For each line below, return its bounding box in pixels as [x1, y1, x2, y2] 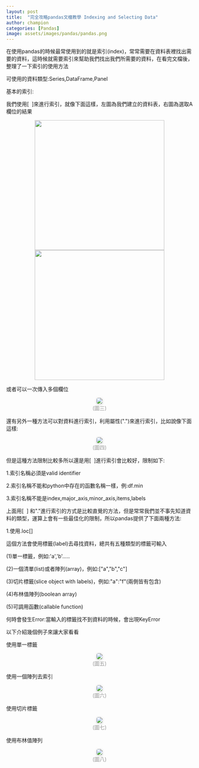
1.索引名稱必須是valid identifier [6, 470, 81, 477]
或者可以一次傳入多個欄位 [6, 385, 69, 393]
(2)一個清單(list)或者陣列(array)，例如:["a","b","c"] [6, 565, 127, 573]
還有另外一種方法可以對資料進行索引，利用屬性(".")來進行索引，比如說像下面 [6, 418, 192, 425]
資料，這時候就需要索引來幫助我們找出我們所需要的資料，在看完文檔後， [16, 55, 193, 62]
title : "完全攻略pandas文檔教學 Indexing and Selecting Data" [6, 14, 159, 20]
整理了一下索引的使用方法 [6, 63, 69, 70]
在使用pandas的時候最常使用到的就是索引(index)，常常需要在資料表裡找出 [6, 48, 187, 55]
